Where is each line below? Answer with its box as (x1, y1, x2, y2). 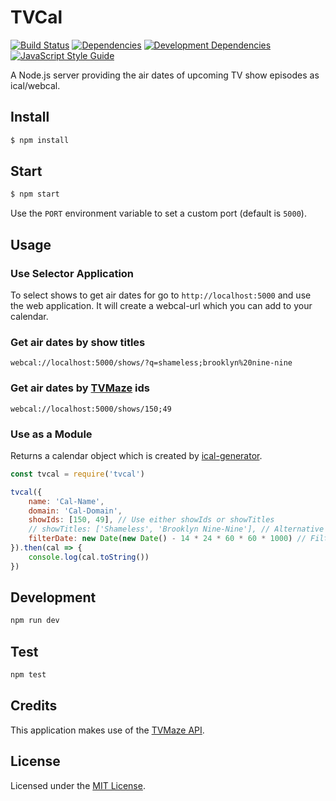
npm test (10, 670, 47, 680)
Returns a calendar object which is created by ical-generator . (10, 449, 263, 461)
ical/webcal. (10, 79, 61, 91)
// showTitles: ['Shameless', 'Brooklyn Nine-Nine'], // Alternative (28, 524, 325, 535)
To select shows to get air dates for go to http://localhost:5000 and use (10, 289, 312, 301)
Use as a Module (10, 427, 93, 441)
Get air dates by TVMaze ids (10, 381, 150, 395)
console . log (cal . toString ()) (28, 552, 150, 562)
